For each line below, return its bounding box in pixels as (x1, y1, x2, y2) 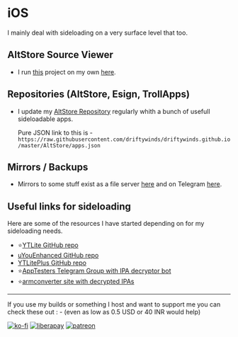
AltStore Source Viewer (7, 49, 113, 61)
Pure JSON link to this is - (17, 128, 93, 137)
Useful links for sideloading (7, 200, 131, 212)
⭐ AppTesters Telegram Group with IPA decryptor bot (17, 267, 171, 275)
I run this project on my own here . (17, 67, 116, 76)
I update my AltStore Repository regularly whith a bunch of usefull (17, 107, 210, 115)
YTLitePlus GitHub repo (17, 258, 87, 267)
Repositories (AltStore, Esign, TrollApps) (7, 88, 190, 101)
